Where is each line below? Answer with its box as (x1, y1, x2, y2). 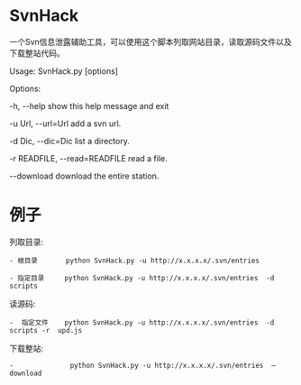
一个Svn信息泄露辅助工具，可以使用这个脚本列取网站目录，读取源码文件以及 (9, 36, 293, 47)
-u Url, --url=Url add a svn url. (9, 118, 122, 129)
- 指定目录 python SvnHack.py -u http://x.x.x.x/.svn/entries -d (9, 273, 275, 282)
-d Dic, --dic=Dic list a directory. (9, 135, 131, 146)
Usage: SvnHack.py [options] (9, 65, 119, 77)
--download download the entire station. (9, 170, 160, 181)
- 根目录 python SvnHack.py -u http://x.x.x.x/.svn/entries (9, 256, 260, 265)
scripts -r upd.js (9, 325, 83, 335)
